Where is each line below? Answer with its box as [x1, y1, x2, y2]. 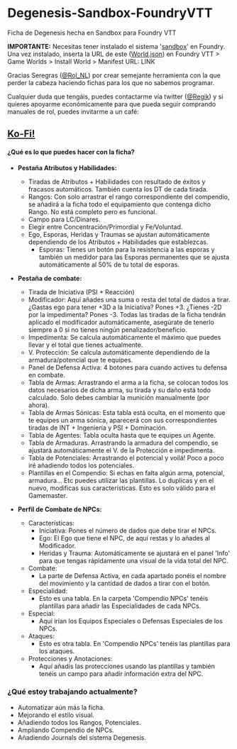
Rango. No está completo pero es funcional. [28, 207, 158, 216]
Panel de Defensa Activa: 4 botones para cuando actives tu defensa [28, 363, 228, 372]
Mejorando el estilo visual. [17, 711, 94, 719]
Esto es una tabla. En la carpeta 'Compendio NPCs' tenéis [38, 594, 209, 602]
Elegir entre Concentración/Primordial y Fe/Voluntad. [28, 222, 183, 231]
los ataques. [38, 647, 75, 655]
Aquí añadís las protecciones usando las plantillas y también [38, 662, 215, 670]
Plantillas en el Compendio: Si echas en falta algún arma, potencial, [28, 468, 225, 477]
